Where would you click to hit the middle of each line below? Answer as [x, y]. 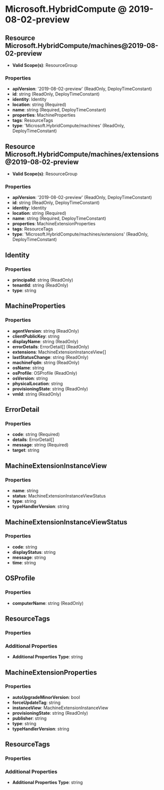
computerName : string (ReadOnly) [48, 603]
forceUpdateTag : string [36, 702]
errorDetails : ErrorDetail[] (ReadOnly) [51, 346]
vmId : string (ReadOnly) [37, 394]
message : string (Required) [40, 445]
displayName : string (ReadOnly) [45, 341]
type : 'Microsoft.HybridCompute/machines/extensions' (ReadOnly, [80, 234]
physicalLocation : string [38, 383]
